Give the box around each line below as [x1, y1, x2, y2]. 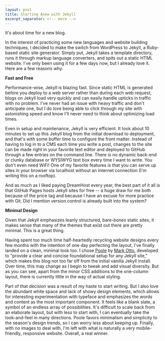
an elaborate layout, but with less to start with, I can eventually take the [5, 309, 149, 315]
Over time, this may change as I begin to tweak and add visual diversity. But [5, 263, 159, 269]
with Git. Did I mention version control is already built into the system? [5, 198, 147, 204]
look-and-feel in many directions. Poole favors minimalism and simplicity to [5, 315, 158, 321]
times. [5, 116, 18, 122]
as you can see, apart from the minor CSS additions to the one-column [5, 269, 149, 274]
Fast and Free [5, 75, 33, 81]
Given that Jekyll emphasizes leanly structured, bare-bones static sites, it [5, 217, 154, 223]
